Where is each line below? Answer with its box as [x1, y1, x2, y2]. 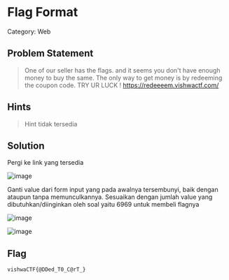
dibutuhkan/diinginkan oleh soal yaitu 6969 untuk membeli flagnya [7, 200, 200, 209]
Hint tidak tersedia [24, 119, 78, 128]
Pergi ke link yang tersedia [7, 159, 84, 167]
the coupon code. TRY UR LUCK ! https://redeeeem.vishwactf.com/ [24, 81, 219, 89]
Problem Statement [7, 47, 94, 59]
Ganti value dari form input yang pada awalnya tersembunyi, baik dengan [7, 186, 218, 194]
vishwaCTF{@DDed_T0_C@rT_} [7, 266, 86, 273]
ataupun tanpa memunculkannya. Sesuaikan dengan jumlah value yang [7, 193, 213, 201]
